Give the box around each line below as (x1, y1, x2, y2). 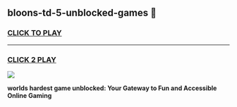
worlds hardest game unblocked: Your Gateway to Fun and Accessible (7, 84, 217, 92)
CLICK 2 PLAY (7, 54, 56, 64)
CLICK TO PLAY (7, 28, 62, 38)
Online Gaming (7, 91, 52, 99)
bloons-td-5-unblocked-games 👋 (7, 7, 157, 19)
